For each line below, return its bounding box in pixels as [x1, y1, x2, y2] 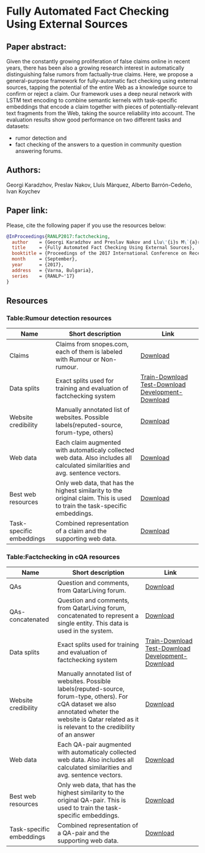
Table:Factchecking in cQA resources [6, 553, 120, 561]
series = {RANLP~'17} [12, 273, 75, 279]
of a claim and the [56, 527, 107, 535]
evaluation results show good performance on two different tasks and [6, 116, 182, 123]
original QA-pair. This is [57, 796, 126, 805]
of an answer [57, 730, 95, 739]
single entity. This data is [57, 619, 129, 628]
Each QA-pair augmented [57, 740, 132, 749]
